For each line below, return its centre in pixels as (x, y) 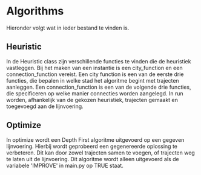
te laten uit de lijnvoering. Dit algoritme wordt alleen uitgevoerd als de (93, 159)
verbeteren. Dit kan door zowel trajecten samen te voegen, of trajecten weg (100, 153)
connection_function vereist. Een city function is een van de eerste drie (95, 74)
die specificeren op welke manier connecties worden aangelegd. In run (95, 93)
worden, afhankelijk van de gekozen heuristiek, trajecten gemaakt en (92, 100)
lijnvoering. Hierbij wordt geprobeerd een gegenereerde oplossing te (92, 146)
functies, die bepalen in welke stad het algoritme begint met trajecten (93, 80)
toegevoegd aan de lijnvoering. (45, 106)
